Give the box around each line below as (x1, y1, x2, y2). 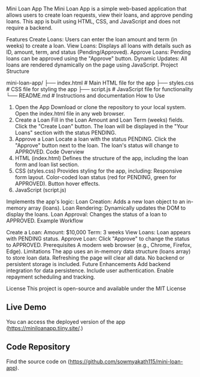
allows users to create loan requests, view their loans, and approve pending (6, 11, 193, 19)
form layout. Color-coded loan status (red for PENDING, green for (14, 174, 177, 180)
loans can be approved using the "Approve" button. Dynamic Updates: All (6, 55, 187, 62)
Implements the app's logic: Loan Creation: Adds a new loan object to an (6, 198, 186, 205)
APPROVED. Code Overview (14, 148, 84, 155)
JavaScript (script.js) (14, 186, 67, 194)
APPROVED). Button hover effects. (14, 180, 100, 187)
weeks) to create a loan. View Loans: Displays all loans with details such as (6, 42, 192, 49)
